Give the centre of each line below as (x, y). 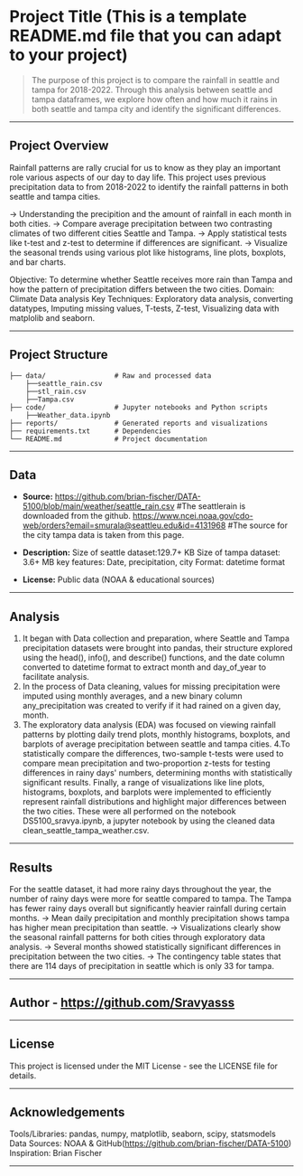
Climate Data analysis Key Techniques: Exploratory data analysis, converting (151, 298)
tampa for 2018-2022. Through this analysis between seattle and (152, 89)
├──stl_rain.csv (56, 391)
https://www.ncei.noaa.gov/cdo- (193, 516)
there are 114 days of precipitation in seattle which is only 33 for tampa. (142, 966)
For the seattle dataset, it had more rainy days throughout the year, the (141, 889)
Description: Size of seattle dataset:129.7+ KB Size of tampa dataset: (151, 552)
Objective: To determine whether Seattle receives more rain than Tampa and (151, 279)
